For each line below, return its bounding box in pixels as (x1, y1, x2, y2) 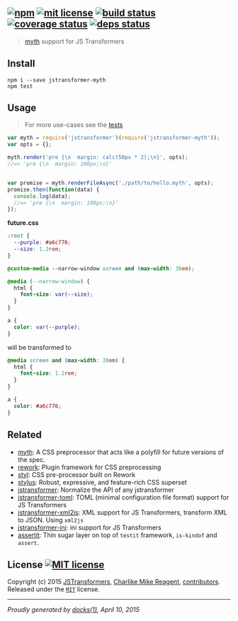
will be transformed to (7, 343, 72, 351)
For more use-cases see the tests (24, 121, 123, 129)
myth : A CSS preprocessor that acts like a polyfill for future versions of (17, 448, 225, 456)
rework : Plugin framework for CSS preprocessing (17, 463, 161, 471)
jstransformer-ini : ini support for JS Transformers (17, 523, 161, 532)
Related (7, 429, 42, 441)
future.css (7, 219, 39, 227)
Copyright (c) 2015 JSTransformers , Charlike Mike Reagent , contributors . (7, 578, 221, 586)
